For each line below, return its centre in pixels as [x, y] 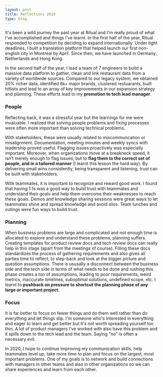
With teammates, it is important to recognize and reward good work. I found [81, 183]
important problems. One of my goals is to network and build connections [79, 359]
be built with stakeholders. [32, 174]
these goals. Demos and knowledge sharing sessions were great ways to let [81, 199]
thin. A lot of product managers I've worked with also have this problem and [81, 329]
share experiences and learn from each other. [51, 370]
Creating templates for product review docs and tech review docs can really [81, 243]
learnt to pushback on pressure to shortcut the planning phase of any [77, 284]
